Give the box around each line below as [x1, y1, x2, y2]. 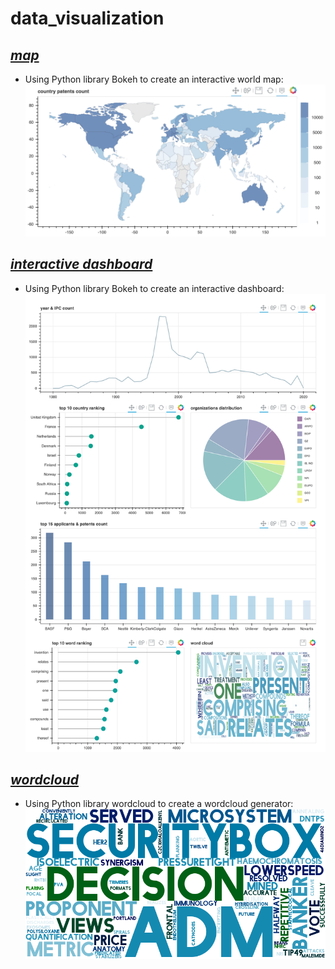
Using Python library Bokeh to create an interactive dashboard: [24, 282, 285, 294]
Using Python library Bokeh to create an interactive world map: [24, 73, 284, 85]
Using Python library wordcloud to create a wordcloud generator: [24, 798, 294, 810]
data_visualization [10, 7, 165, 30]
